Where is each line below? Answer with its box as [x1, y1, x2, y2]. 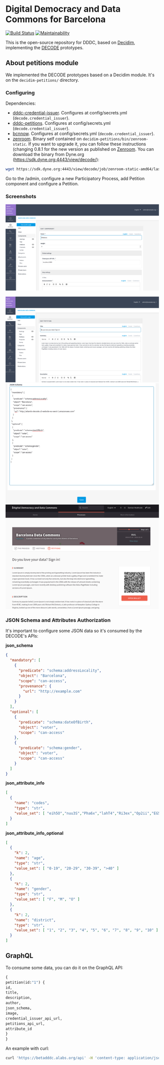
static [12, 142, 26, 147]
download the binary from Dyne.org [12, 152, 85, 158]
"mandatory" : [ [10, 658, 41, 663]
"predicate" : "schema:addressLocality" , [18, 668, 102, 673]
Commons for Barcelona [5, 14, 106, 25]
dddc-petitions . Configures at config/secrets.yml [12, 120, 111, 126]
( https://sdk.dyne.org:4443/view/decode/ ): [12, 157, 99, 162]
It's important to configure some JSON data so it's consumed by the [5, 628, 143, 634]
